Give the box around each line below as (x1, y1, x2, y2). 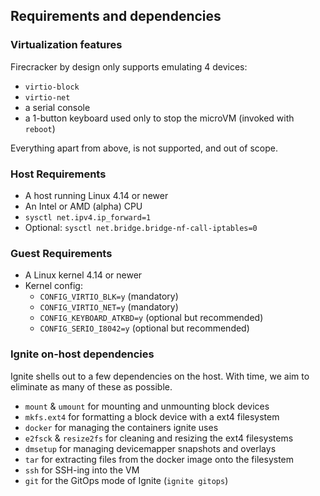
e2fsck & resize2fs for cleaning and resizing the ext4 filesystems (24, 432, 294, 444)
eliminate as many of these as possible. (10, 380, 173, 393)
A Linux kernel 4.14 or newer (24, 269, 143, 281)
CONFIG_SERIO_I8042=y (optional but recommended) (39, 322, 250, 334)
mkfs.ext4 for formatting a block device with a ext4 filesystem (24, 410, 280, 423)
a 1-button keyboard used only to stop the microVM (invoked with (24, 112, 295, 124)
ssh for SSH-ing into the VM (24, 464, 140, 476)
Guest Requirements (10, 246, 113, 260)
